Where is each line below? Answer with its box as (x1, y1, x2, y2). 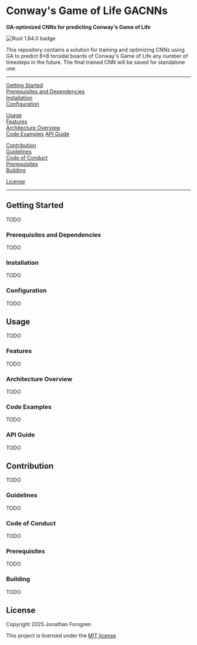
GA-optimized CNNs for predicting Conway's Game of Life (6, 23, 151, 30)
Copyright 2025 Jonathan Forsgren (6, 621, 91, 628)
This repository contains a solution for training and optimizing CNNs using (6, 46, 185, 53)
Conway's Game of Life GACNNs (6, 4, 168, 18)
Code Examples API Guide (6, 130, 70, 137)
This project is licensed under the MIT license (6, 632, 116, 639)
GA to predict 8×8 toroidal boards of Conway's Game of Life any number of (6, 52, 188, 59)
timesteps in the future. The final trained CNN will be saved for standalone (6, 59, 185, 66)
